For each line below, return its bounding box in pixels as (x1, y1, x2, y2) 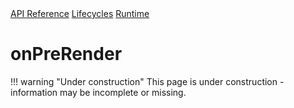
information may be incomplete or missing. (10, 86, 187, 98)
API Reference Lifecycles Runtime (10, 8, 150, 19)
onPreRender (10, 43, 123, 66)
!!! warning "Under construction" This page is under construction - (10, 75, 285, 87)
